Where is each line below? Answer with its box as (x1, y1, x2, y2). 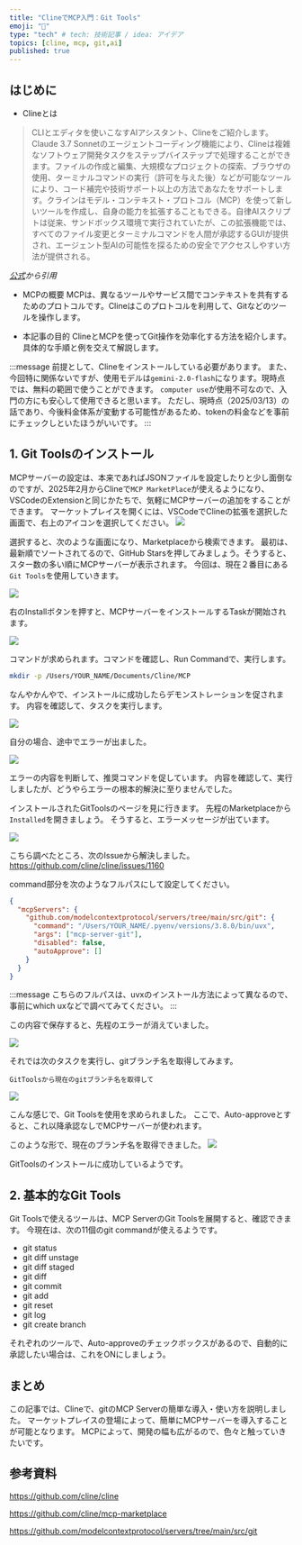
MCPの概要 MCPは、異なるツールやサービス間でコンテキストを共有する (22, 289, 289, 300)
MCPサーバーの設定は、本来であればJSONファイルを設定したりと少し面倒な (9, 472, 293, 483)
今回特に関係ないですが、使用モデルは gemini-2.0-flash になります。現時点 (9, 372, 286, 383)
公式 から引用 (9, 269, 57, 280)
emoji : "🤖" (9, 22, 50, 31)
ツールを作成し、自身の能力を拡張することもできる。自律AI (39, 205, 260, 216)
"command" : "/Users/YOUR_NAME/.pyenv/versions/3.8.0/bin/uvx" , (32, 922, 276, 931)
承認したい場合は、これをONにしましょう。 (9, 1349, 171, 1360)
